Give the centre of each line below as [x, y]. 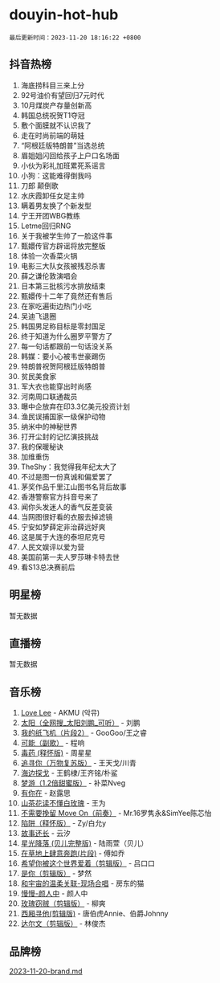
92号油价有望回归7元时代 [62, 95]
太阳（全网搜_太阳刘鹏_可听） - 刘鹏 [80, 723]
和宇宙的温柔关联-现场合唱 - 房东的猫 [82, 883]
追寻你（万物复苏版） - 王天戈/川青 [79, 763]
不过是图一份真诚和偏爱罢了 [67, 476]
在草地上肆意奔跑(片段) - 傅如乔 [73, 854]
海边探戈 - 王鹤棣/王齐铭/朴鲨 [69, 773]
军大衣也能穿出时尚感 [56, 386]
